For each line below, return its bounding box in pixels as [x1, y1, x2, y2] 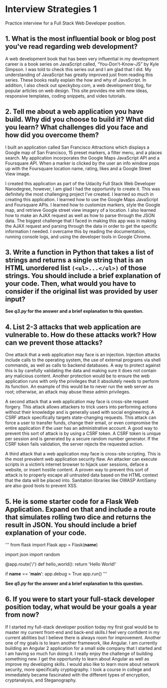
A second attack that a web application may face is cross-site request [5, 399, 149, 405]
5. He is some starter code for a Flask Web [5, 497, 139, 506]
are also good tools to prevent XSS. [5, 483, 78, 489]
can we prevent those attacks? [5, 338, 103, 347]
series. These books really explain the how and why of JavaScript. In [5, 77, 147, 83]
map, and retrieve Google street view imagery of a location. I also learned [5, 207, 156, 213]
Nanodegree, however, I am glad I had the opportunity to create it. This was [5, 186, 161, 192]
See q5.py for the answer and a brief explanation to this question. [5, 580, 144, 586]
